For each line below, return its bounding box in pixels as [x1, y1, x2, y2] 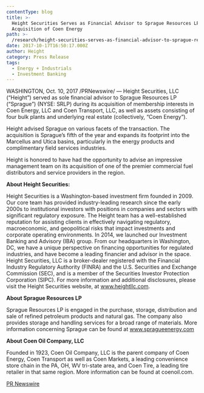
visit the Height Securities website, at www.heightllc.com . [6, 283, 151, 290]
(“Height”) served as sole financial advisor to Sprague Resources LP [6, 94, 177, 101]
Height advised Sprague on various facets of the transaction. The [6, 125, 170, 132]
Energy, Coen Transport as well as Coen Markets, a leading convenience [6, 355, 188, 363]
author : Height [6, 49, 45, 55]
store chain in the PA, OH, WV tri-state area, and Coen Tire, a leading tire [6, 362, 189, 369]
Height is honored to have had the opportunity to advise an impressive [6, 156, 183, 164]
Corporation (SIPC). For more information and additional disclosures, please [6, 277, 196, 284]
